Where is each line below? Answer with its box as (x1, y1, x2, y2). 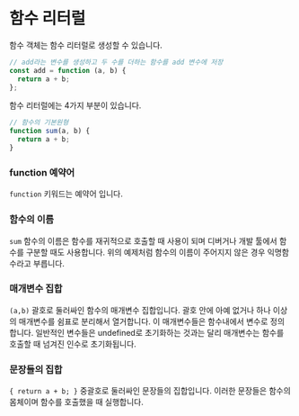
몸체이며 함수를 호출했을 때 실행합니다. (9, 397, 144, 408)
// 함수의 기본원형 (9, 118, 69, 127)
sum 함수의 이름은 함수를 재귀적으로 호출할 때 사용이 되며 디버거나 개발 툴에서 (9, 235, 277, 246)
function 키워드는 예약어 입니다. (9, 188, 123, 199)
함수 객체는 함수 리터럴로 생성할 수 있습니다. (9, 40, 163, 50)
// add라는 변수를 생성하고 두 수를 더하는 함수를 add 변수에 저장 (9, 58, 224, 67)
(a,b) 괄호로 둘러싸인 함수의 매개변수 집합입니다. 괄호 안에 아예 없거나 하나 (9, 304, 271, 315)
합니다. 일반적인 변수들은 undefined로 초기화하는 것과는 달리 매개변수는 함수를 (9, 327, 285, 338)
